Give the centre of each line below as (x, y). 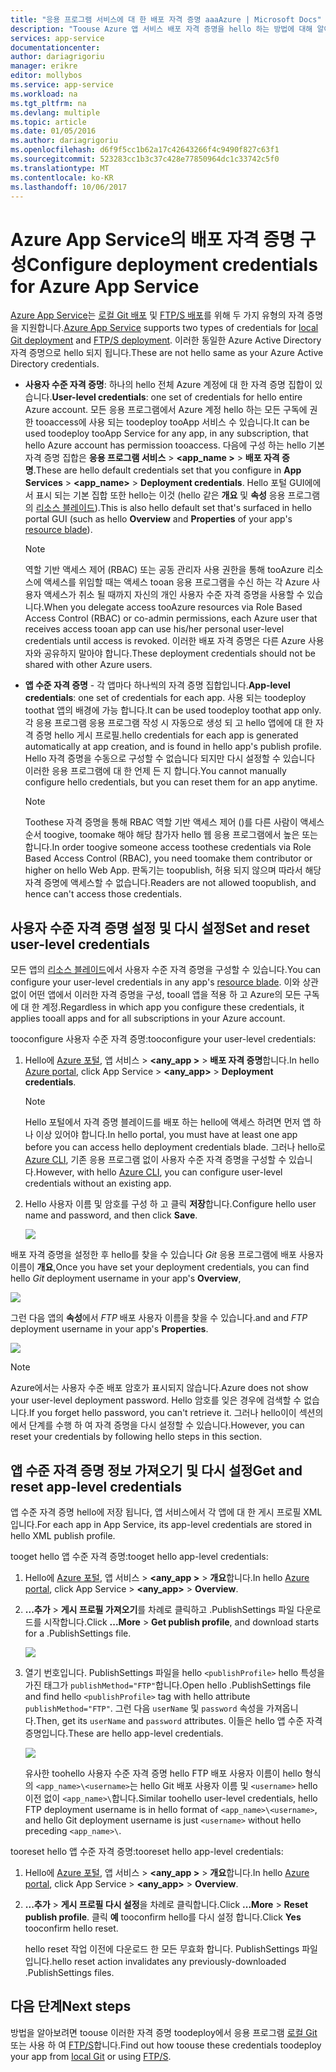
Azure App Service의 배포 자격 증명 (153, 239)
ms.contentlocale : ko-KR (62, 177)
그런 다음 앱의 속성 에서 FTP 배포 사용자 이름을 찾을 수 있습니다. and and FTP (159, 1318)
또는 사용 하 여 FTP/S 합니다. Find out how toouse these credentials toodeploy (166, 2045)
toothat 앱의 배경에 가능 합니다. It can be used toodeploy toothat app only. (173, 710)
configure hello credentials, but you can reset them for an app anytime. (171, 782)
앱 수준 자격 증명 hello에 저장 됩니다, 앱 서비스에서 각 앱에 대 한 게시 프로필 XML (166, 1512)
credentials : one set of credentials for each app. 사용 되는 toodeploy (165, 698)
